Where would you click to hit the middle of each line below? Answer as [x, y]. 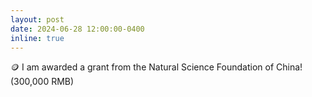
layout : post [37, 19]
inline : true [37, 38]
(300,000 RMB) [42, 82]
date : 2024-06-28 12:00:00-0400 [77, 29]
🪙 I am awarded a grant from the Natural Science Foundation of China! [156, 67]
